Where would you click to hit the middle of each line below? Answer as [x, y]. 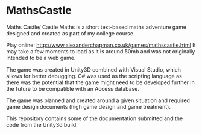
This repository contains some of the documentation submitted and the [95, 118]
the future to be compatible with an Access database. [73, 88]
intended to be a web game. [41, 58]
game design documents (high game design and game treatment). [88, 106]
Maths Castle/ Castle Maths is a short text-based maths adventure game [96, 27]
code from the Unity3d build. [42, 124]
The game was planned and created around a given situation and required [98, 100]
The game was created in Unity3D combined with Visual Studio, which [93, 69]
